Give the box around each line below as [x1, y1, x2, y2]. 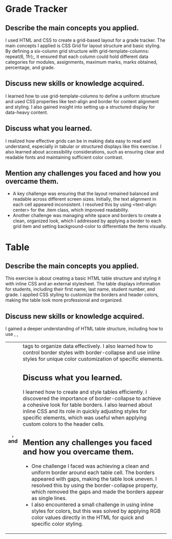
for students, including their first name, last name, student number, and [5, 286, 155, 293]
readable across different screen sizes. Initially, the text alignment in [12, 196, 157, 202]
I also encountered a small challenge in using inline [31, 501, 154, 508]
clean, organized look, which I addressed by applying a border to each [12, 218, 162, 224]
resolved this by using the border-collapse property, [31, 482, 158, 489]
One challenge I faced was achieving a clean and [31, 463, 149, 470]
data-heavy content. [5, 109, 49, 115]
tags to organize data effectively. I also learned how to [23, 342, 153, 350]
